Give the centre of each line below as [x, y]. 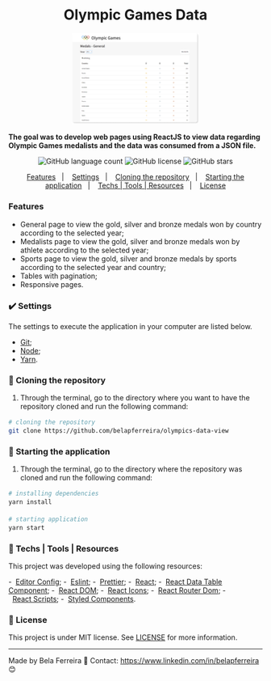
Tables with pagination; [59, 276]
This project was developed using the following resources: [106, 566]
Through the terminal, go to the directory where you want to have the [135, 398]
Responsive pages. [52, 284]
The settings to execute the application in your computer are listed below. [130, 326]
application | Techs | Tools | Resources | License [135, 186]
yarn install [30, 502]
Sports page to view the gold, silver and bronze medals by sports [128, 258]
